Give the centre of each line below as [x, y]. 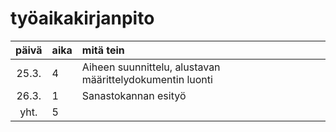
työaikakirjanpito [82, 18]
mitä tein [103, 50]
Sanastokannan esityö [134, 95]
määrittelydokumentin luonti [147, 79]
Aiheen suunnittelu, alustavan [151, 67]
